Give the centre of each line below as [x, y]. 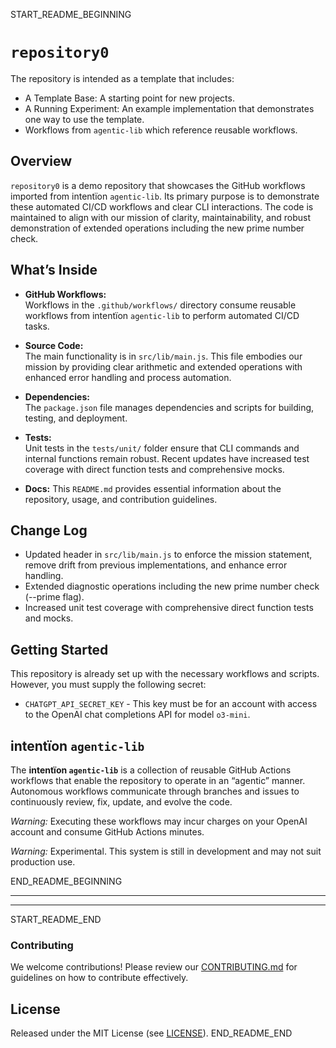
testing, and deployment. [76, 418]
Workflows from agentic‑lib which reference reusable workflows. [161, 130]
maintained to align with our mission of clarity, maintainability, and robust [160, 217]
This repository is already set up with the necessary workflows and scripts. [165, 674]
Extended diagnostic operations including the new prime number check [172, 586]
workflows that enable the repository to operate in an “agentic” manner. [158, 780]
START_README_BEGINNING [71, 14]
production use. [43, 862]
